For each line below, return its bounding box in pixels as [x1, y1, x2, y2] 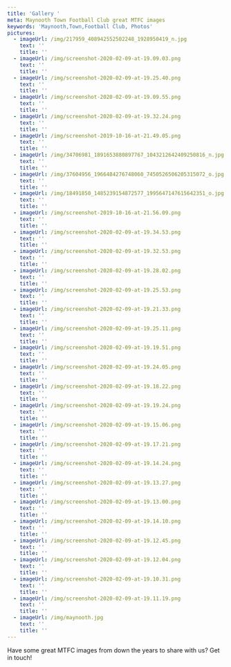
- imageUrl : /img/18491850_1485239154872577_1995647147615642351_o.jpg [13, 190, 225, 197]
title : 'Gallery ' [7, 10, 60, 17]
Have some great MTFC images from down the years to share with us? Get [7, 646, 220, 654]
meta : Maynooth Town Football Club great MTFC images [7, 17, 166, 24]
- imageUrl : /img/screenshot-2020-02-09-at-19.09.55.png [13, 94, 181, 101]
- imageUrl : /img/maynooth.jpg [13, 614, 104, 621]
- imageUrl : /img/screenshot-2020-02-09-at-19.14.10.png [13, 518, 181, 525]
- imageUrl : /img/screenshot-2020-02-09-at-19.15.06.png [13, 421, 181, 429]
